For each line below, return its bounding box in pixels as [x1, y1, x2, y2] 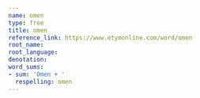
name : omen [8, 11, 44, 20]
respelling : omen [15, 77, 73, 85]
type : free [8, 19, 44, 27]
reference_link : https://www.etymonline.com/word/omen [8, 33, 193, 42]
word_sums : [8, 63, 44, 71]
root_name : [8, 41, 44, 49]
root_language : [8, 48, 58, 56]
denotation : [8, 56, 47, 64]
